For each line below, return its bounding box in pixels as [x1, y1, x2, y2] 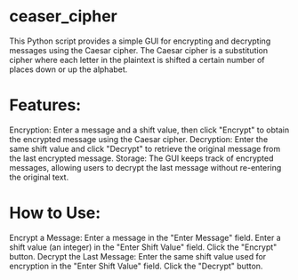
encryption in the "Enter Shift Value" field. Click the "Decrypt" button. [9, 260, 263, 271]
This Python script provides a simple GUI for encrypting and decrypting [9, 36, 271, 46]
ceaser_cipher [9, 6, 118, 27]
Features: [9, 95, 82, 116]
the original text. [9, 172, 69, 182]
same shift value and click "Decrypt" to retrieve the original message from [9, 143, 281, 154]
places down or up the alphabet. [9, 64, 128, 75]
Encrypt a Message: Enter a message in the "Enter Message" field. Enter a [9, 232, 282, 243]
